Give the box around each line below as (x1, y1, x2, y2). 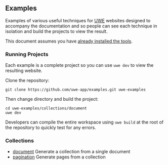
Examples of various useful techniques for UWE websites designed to (5, 17, 151, 23)
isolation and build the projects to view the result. (5, 28, 108, 34)
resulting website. (5, 68, 43, 74)
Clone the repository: (5, 77, 50, 84)
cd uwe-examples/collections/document (5, 106, 87, 111)
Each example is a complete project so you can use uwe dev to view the (5, 62, 154, 68)
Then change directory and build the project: (5, 96, 99, 102)
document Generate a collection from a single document (12, 149, 131, 155)
